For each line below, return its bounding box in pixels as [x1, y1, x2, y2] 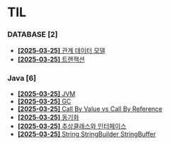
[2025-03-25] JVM [17, 89, 76, 98]
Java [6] [7, 74, 37, 83]
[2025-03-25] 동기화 [17, 112, 79, 121]
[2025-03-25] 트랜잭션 [17, 55, 85, 64]
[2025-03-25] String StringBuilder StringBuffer [17, 129, 156, 138]
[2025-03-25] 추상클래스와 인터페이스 [17, 122, 127, 130]
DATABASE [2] [7, 30, 58, 40]
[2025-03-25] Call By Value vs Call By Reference [17, 104, 163, 113]
